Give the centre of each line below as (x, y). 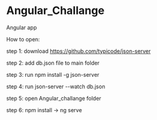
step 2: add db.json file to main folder (53, 63)
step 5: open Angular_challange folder (54, 98)
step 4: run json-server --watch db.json (56, 86)
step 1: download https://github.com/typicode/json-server (78, 51)
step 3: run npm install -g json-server (53, 74)
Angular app (22, 27)
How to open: (23, 39)
